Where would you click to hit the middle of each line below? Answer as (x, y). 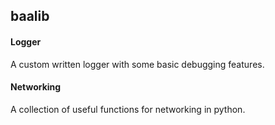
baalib (30, 16)
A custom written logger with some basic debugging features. (137, 64)
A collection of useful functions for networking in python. (128, 109)
